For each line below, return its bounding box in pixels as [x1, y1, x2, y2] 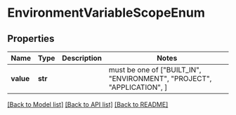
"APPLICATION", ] [108, 82, 168, 92]
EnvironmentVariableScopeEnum [7, 5, 205, 21]
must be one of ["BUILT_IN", [108, 65, 202, 75]
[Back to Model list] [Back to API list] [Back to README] [7, 100, 169, 109]
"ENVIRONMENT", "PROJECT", [108, 74, 212, 83]
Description [62, 54, 102, 63]
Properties [7, 33, 55, 45]
